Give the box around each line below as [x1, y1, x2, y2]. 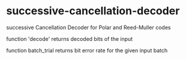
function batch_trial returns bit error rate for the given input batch [6, 46, 168, 54]
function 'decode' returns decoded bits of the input [6, 35, 133, 42]
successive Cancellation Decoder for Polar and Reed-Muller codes [6, 24, 171, 31]
